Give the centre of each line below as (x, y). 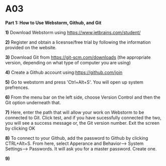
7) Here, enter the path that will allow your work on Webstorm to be (75, 112)
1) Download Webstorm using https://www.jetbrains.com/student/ (73, 32)
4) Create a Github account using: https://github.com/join (64, 72)
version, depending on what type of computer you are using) (68, 62)
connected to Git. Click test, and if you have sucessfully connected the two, (83, 117)
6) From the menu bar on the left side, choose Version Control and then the (83, 97)
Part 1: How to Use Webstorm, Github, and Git (53, 23)
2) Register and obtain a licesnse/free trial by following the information (78, 42)
